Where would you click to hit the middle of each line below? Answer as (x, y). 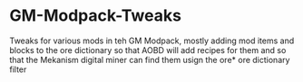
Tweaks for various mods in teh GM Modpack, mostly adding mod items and (152, 41)
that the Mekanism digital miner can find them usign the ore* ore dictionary (150, 59)
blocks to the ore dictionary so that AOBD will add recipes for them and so (148, 50)
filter (18, 69)
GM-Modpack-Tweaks (95, 16)
